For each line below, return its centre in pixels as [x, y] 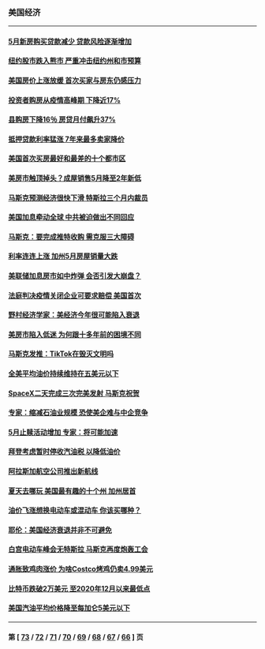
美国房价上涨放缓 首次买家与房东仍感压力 [75, 81]
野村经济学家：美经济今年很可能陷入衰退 [74, 315]
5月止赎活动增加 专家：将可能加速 [63, 432]
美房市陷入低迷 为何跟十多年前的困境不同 [75, 334]
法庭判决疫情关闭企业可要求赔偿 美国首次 [75, 295]
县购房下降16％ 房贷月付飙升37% [62, 119]
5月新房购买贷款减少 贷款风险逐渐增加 [70, 41]
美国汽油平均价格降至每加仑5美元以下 [69, 608]
